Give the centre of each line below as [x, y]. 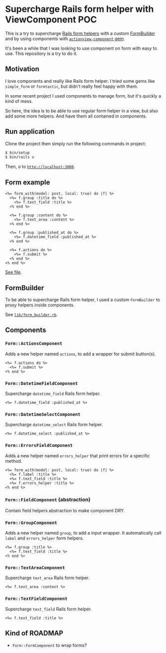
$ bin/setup [17, 153]
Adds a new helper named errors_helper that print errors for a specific [78, 456]
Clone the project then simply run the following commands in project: [76, 143]
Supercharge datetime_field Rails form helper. [53, 393]
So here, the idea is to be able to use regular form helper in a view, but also [82, 110]
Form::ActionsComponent [34, 344]
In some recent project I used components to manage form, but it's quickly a [83, 96]
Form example [28, 182]
